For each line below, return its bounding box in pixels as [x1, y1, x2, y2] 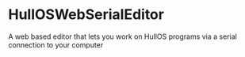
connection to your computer [8, 40, 104, 49]
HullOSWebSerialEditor [8, 6, 165, 24]
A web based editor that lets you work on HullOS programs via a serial [8, 32, 238, 41]
